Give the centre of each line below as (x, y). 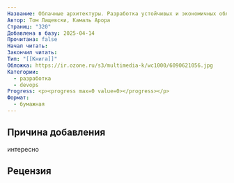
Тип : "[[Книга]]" (32, 59)
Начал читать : (28, 46)
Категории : (23, 72)
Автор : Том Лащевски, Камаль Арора (59, 20)
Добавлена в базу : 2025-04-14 (51, 33)
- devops (26, 85)
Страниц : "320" (29, 26)
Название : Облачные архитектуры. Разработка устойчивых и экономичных (112, 14)
